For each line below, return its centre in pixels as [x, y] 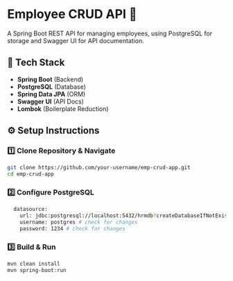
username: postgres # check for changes [79, 222]
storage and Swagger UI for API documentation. [76, 40]
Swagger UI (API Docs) [51, 101]
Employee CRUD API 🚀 [72, 14]
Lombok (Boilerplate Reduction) [63, 109]
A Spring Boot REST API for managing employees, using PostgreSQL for [110, 33]
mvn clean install [34, 264]
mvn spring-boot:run [37, 271]
